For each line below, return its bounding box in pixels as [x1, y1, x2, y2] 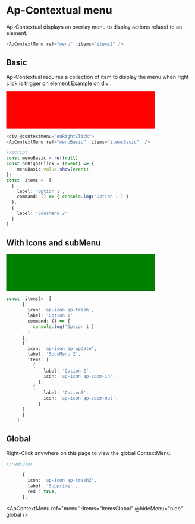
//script [6, 150, 28, 156]
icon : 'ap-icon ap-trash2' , [27, 478, 97, 484]
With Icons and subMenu [6, 238, 101, 248]
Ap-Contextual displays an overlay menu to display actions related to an [6, 23, 183, 30]
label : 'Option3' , [43, 390, 89, 396]
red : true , [27, 488, 58, 494]
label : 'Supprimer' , [27, 483, 78, 489]
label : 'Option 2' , [43, 368, 92, 374]
